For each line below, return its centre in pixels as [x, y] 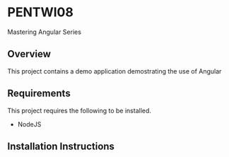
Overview [29, 54]
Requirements [39, 94]
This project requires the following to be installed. [80, 110]
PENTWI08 [41, 12]
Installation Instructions [61, 146]
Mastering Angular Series [44, 32]
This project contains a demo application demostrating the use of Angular [114, 71]
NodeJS [29, 124]
